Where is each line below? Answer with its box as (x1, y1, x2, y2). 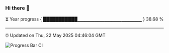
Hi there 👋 (5, 4, 30, 11)
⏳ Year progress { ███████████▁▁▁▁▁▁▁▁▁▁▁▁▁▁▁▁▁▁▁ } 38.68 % (5, 16, 164, 22)
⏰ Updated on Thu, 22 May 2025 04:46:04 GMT (5, 32, 106, 38)
